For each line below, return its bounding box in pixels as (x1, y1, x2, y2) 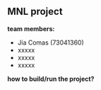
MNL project (7, 6, 63, 18)
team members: (7, 24, 55, 33)
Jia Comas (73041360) (17, 38, 85, 47)
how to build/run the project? (7, 74, 95, 83)
